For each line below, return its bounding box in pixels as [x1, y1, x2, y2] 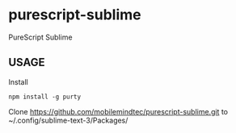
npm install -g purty [8, 93, 82, 101]
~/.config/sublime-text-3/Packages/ [8, 115, 129, 125]
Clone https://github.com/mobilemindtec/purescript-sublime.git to [8, 106, 229, 116]
